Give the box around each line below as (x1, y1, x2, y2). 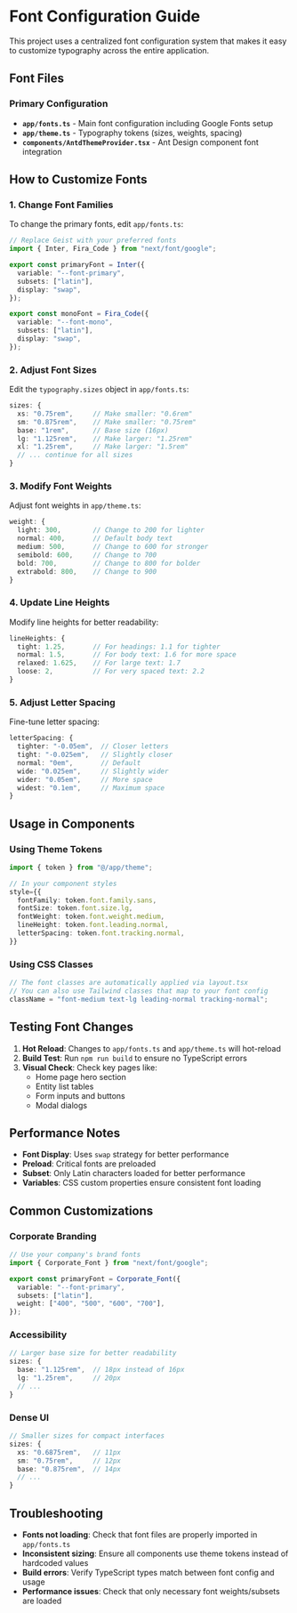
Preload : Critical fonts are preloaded (21, 1158, 157, 1169)
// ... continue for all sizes (17, 451, 133, 460)
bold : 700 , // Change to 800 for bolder (17, 559, 201, 568)
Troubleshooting (9, 1505, 104, 1520)
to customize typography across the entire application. (9, 44, 210, 55)
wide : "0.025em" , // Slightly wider (17, 767, 169, 776)
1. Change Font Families (9, 198, 114, 211)
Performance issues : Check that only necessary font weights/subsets (21, 1585, 280, 1596)
